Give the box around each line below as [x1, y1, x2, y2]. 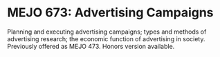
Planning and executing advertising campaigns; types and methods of [7, 27, 207, 36]
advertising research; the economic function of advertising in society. [7, 34, 205, 43]
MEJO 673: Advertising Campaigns [7, 5, 214, 21]
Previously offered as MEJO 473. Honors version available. [7, 42, 175, 50]
